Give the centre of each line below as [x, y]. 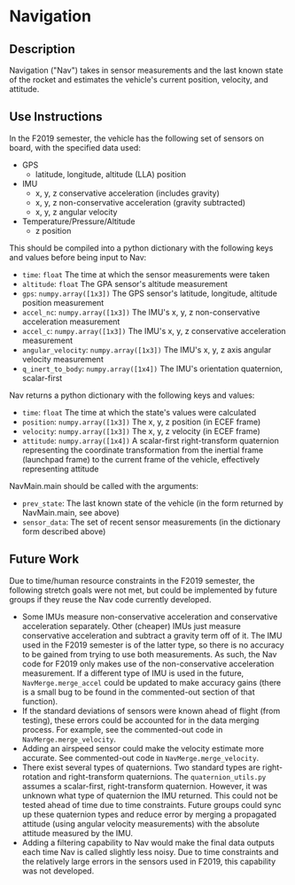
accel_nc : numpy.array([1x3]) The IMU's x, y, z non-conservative [141, 312]
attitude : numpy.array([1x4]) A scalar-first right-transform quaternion [150, 440]
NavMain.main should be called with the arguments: [104, 485]
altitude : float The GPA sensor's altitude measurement [125, 283]
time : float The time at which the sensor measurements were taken [146, 274]
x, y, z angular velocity [76, 212]
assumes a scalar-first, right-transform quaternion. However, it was [144, 786]
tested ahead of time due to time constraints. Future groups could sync [151, 804]
